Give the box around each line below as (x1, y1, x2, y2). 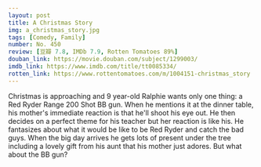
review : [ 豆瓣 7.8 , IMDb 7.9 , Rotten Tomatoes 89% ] (8, 48, 179, 56)
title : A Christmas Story (8, 19, 92, 27)
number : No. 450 (8, 41, 61, 49)
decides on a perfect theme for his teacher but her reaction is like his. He (8, 116, 245, 125)
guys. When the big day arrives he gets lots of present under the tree (8, 133, 231, 142)
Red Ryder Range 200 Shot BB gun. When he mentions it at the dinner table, (8, 100, 254, 109)
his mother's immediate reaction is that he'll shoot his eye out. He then (8, 107, 236, 118)
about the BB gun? (8, 150, 68, 159)
